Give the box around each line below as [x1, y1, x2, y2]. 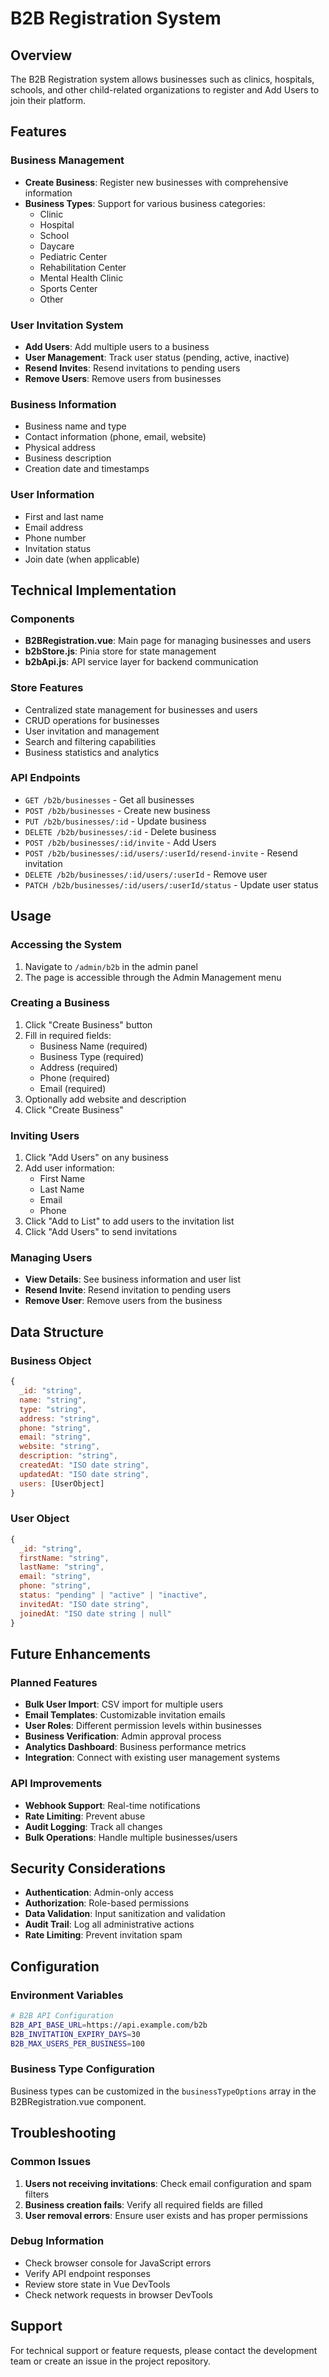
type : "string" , [19, 1404, 87, 1414]
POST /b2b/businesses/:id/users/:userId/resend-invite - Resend [24, 847, 298, 859]
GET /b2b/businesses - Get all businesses [24, 793, 195, 806]
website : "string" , [19, 1442, 101, 1452]
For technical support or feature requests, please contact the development [10, 2344, 318, 2356]
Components [10, 612, 75, 626]
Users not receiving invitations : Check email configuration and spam [24, 2177, 312, 2189]
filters [24, 2188, 50, 2200]
